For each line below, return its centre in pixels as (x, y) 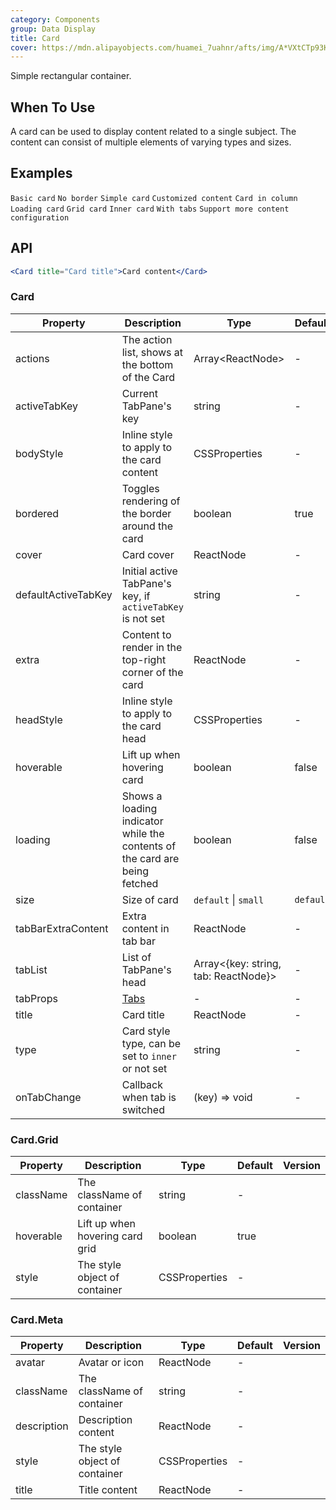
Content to (146, 634)
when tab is (149, 1097)
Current (139, 393)
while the (143, 833)
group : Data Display (53, 29)
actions (32, 358)
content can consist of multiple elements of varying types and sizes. (151, 142)
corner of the (152, 672)
